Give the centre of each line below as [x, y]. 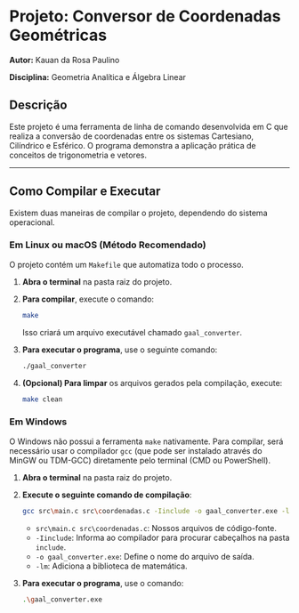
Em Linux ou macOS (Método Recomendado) [108, 245]
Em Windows [38, 422]
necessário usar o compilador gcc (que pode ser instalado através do [136, 450]
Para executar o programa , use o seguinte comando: [120, 350]
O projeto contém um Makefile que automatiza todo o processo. [127, 264]
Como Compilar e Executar [85, 192]
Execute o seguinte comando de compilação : [107, 495]
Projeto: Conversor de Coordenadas [145, 16]
